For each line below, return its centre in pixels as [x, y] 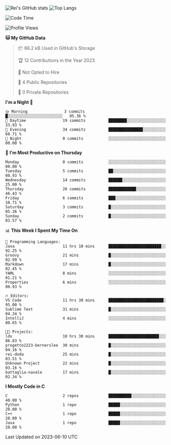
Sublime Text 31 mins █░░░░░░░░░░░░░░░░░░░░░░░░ [86, 309]
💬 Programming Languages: [33, 242]
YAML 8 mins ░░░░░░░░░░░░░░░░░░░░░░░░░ [86, 273]
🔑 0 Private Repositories [43, 92]
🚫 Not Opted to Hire [39, 72]
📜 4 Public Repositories [42, 82]
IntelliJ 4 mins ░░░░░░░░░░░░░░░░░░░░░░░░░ [86, 318]
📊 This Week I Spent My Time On [41, 230]
